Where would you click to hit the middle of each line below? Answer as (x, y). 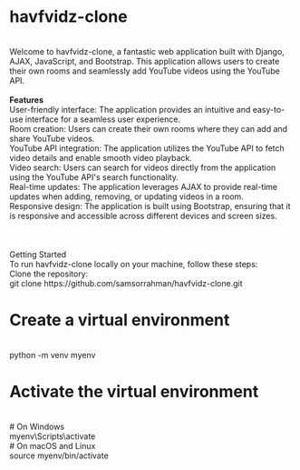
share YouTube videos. (52, 138)
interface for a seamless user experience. (103, 119)
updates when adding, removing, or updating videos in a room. (127, 196)
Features (26, 100)
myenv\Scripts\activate (53, 436)
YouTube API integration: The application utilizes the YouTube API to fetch (147, 148)
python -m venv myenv (53, 355)
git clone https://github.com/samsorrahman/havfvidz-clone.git (126, 283)
